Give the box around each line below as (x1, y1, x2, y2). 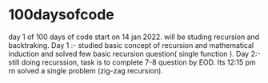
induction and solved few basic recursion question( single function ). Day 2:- (8, 49, 261, 58)
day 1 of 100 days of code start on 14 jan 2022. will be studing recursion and (8, 32, 260, 41)
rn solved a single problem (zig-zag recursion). (8, 65, 164, 75)
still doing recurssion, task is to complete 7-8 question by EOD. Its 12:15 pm (8, 57, 256, 67)
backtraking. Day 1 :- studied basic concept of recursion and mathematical (8, 40, 254, 49)
